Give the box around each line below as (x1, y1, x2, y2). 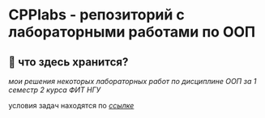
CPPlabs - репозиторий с (8, 6, 185, 24)
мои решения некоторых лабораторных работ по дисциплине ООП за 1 (8, 77, 257, 86)
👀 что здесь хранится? (8, 55, 129, 69)
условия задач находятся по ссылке (8, 101, 135, 110)
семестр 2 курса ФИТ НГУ (8, 85, 101, 95)
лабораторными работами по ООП (8, 23, 256, 41)
